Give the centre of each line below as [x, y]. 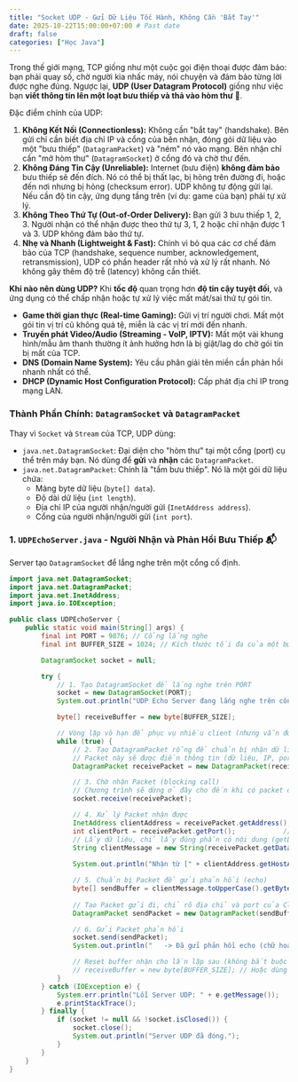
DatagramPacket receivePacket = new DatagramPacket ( [172, 766]
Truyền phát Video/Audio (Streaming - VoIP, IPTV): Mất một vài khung [153, 335]
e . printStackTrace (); [97, 1003]
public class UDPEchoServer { [65, 620]
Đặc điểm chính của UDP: [56, 113]
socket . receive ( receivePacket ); [132, 799]
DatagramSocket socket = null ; [99, 660]
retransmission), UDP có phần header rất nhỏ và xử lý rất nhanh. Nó [146, 262]
